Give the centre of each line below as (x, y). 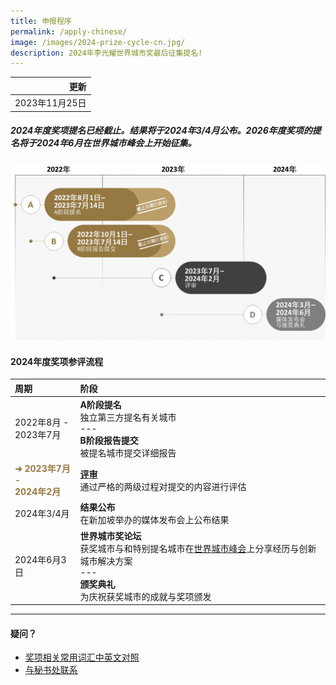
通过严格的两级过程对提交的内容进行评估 (163, 486)
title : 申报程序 (41, 21)
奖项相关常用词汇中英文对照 (82, 657)
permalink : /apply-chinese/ (69, 31)
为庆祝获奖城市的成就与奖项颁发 (145, 596)
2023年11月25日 (50, 103)
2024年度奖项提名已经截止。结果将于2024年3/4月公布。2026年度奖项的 (161, 131)
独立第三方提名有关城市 (128, 417)
